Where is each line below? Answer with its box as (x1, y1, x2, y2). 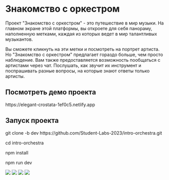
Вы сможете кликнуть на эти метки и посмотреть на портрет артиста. (5, 46, 160, 52)
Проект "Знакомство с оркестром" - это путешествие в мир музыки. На (5, 20, 164, 26)
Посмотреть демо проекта (5, 88, 96, 97)
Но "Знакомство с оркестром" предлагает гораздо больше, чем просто (5, 52, 163, 58)
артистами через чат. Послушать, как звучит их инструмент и (5, 62, 142, 68)
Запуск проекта (5, 116, 59, 125)
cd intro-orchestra (5, 140, 44, 146)
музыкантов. (5, 36, 33, 42)
